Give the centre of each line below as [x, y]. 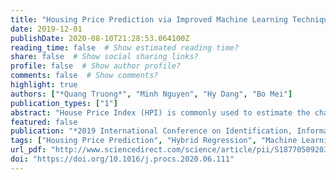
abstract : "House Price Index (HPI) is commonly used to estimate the [160, 112]
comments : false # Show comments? [84, 76]
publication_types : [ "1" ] [64, 103]
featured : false [44, 122]
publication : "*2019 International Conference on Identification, [151, 131]
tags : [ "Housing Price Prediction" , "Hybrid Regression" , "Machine [154, 141]
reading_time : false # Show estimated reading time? [125, 47]
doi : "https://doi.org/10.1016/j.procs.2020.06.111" [122, 159]
